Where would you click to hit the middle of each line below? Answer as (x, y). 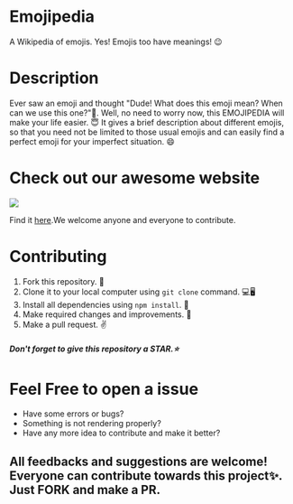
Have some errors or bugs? (73, 414)
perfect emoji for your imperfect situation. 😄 (92, 141)
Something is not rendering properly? (92, 424)
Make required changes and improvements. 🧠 (107, 314)
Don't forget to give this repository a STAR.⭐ (94, 349)
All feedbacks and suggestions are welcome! (138, 461)
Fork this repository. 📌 (64, 281)
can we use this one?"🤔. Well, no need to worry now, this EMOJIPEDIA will (147, 112)
